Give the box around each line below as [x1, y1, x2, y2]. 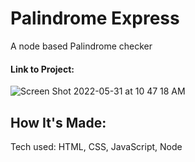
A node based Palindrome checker [10, 40, 153, 52]
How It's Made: [10, 114, 107, 131]
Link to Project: [10, 63, 75, 75]
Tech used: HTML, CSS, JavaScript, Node [10, 140, 183, 152]
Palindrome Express [10, 7, 180, 30]
